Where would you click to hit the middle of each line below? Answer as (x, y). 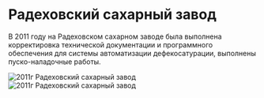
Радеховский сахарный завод (113, 15)
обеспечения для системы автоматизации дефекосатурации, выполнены (132, 53)
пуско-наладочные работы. (55, 62)
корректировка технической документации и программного (111, 44)
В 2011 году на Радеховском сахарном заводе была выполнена (115, 36)
